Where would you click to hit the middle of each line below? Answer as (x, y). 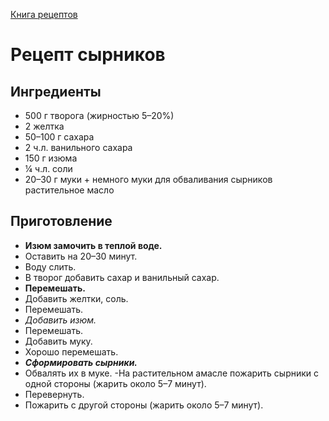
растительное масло (69, 190)
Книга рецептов (44, 14)
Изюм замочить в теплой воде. (93, 245)
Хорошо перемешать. (71, 351)
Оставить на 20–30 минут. (81, 256)
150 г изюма (51, 158)
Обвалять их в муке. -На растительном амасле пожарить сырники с (172, 373)
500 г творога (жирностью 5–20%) (99, 115)
